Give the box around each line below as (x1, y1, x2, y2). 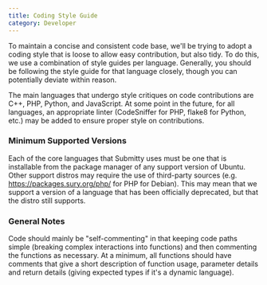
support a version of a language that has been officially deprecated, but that (8, 187, 259, 197)
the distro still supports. (8, 196, 86, 205)
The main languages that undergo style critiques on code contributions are (8, 90, 254, 100)
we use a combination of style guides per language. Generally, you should (8, 57, 252, 68)
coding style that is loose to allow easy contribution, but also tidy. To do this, (8, 49, 260, 59)
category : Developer (8, 19, 77, 27)
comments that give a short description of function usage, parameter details (8, 260, 259, 269)
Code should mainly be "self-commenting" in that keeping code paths (8, 234, 238, 244)
